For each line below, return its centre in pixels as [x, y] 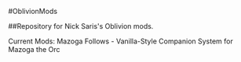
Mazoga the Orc [34, 49]
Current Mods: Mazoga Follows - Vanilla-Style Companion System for [120, 41]
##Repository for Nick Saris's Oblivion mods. [81, 26]
